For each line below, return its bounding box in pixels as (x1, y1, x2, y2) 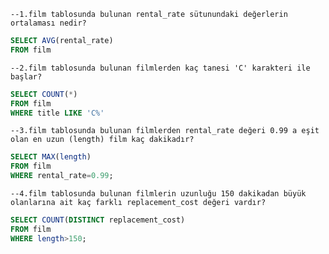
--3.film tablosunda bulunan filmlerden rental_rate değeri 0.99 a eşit (10, 126, 320, 136)
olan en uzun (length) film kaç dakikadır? (10, 135, 195, 145)
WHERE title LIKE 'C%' (10, 108, 105, 118)
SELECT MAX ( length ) (10, 152, 92, 162)
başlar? (10, 71, 43, 82)
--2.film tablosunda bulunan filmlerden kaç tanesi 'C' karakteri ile (10, 63, 311, 73)
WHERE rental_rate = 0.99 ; (10, 171, 114, 181)
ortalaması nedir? (10, 18, 87, 28)
